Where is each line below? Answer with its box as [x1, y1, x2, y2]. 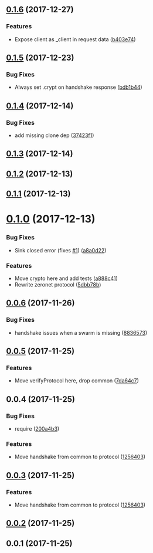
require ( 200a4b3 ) [14, 425, 60, 432]
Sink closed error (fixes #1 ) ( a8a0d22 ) [14, 246, 107, 254]
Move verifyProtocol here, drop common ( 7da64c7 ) [14, 377, 140, 384]
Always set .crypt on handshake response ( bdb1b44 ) [14, 84, 142, 91]
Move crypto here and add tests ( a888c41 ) [14, 275, 118, 282]
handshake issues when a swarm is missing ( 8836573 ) [14, 329, 148, 336]
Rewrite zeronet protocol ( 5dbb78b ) [14, 281, 101, 288]
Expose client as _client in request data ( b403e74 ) [14, 35, 136, 43]
